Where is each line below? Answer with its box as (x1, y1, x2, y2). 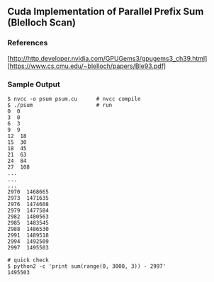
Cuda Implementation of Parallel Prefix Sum (7, 6, 204, 18)
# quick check (7, 256, 50, 264)
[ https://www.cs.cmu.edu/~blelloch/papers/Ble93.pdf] (7, 62, 167, 70)
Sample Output (7, 79, 60, 89)
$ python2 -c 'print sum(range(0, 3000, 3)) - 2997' (7, 262, 167, 270)
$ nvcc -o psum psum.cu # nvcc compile (7, 95, 141, 102)
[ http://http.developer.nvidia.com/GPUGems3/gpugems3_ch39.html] (7, 54, 208, 62)
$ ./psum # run (7, 101, 113, 108)
